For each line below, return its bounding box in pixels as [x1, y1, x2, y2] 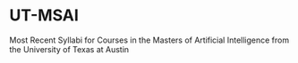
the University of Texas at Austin [9, 43, 130, 54]
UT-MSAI [9, 5, 79, 26]
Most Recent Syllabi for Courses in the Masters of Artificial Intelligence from [9, 35, 289, 45]
